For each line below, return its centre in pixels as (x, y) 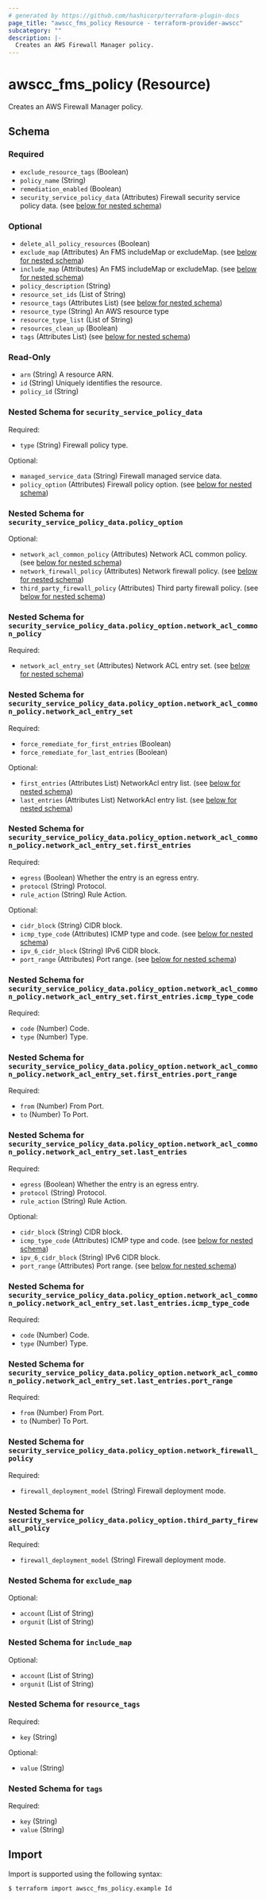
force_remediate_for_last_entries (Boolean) (94, 752)
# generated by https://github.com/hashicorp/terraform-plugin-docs (124, 16)
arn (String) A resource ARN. (66, 374)
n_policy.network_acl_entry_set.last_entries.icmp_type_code (129, 1303)
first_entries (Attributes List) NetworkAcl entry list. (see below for (130, 783)
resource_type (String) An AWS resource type (94, 311)
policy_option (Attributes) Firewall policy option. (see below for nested (136, 484)
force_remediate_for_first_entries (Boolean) (95, 743)
